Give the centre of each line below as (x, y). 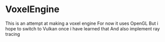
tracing (13, 34)
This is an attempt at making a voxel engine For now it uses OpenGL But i (82, 23)
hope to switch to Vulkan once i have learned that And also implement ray (83, 28)
